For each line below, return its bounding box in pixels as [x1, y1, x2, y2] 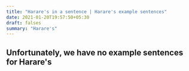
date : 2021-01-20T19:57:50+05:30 [6, 14, 90, 20]
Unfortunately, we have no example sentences [6, 47, 184, 57]
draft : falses [6, 20, 42, 26]
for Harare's [6, 57, 52, 67]
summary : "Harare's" [6, 25, 58, 32]
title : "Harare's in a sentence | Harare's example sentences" [6, 8, 167, 15]
